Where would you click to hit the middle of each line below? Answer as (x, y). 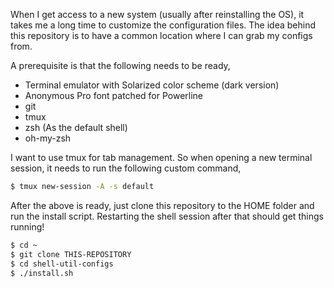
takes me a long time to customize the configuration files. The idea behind (163, 25)
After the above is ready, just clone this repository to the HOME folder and (162, 205)
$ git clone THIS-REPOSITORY (71, 254)
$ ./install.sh (42, 273)
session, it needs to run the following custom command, (126, 168)
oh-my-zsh (48, 138)
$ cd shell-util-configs (62, 264)
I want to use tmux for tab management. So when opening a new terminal (161, 157)
